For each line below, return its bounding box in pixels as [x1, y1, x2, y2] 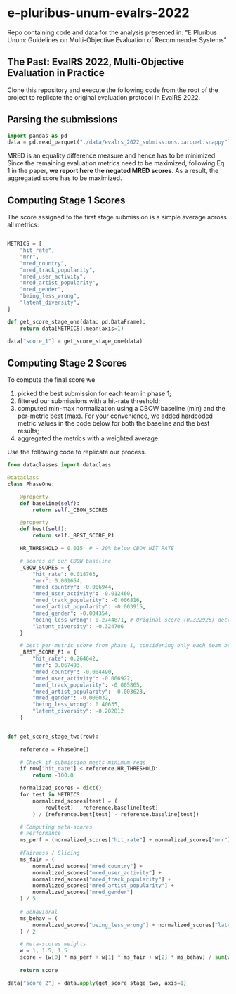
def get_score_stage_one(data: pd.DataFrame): [7, 318, 146, 325]
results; [17, 427, 40, 435]
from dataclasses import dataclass [7, 461, 112, 469]
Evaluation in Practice [7, 67, 105, 79]
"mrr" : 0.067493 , [32, 662, 83, 669]
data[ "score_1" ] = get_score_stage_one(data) [7, 338, 143, 345]
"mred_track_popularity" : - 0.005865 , [32, 681, 143, 689]
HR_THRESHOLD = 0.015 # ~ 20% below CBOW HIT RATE [20, 545, 174, 552]
